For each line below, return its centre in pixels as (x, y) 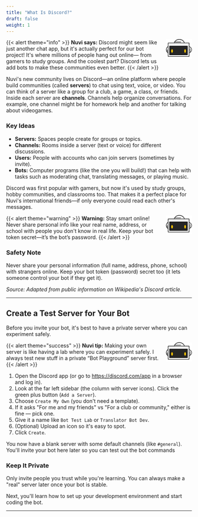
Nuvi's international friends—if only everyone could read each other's (91, 201)
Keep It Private (27, 466)
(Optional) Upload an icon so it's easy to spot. (70, 426)
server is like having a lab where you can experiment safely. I (80, 351)
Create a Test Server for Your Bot (68, 314)
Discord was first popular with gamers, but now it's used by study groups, (96, 188)
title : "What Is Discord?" (39, 12)
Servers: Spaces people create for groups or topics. (78, 138)
